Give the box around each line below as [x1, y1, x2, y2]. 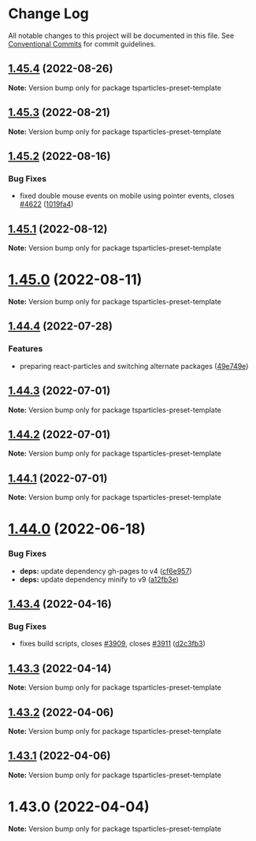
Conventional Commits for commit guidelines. [8, 39, 156, 48]
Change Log [8, 5, 89, 23]
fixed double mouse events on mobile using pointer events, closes [19, 191, 235, 201]
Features [8, 344, 43, 355]
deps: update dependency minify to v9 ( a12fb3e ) [19, 575, 180, 584]
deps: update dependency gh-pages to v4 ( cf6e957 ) [19, 566, 192, 575]
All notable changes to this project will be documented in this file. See [8, 31, 235, 40]
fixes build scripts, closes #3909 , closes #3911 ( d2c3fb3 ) [19, 639, 206, 649]
